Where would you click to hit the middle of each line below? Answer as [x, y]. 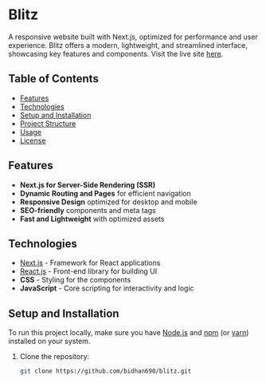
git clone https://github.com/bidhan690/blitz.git [106, 371]
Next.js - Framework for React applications [90, 263]
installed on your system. [49, 342]
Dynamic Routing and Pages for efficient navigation [105, 193]
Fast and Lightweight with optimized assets [92, 219]
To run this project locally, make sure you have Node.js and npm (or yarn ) [129, 333]
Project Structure [48, 123]
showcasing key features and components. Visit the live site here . [116, 53]
